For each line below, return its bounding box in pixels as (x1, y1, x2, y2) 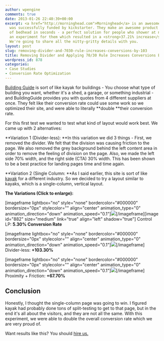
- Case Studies (5, 67, 36, 72)
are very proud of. (5, 321, 41, 327)
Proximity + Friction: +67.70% (5, 273, 65, 279)
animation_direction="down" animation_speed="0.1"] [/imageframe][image (5, 210, 159, 216)
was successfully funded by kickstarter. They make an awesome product (9, 26, 159, 30)
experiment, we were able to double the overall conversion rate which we (5, 315, 153, 321)
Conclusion (5, 287, 41, 295)
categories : (5, 62, 29, 67)
